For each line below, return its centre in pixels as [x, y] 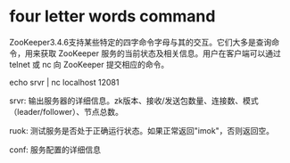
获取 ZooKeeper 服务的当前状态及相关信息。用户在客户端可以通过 [160, 53]
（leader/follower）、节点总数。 [66, 111]
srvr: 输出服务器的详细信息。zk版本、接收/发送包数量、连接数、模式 [134, 101]
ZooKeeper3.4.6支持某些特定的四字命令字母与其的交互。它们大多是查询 [141, 42]
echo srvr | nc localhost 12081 [64, 82]
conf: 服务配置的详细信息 [55, 150]
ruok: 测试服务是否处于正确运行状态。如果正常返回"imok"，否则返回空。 [142, 130]
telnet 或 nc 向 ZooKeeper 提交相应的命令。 [89, 64]
